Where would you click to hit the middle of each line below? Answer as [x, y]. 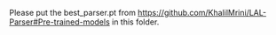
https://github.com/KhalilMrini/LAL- [202, 13]
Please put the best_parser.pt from [72, 13]
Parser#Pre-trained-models [60, 22]
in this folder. [136, 22]
